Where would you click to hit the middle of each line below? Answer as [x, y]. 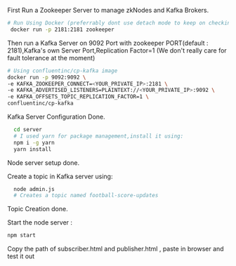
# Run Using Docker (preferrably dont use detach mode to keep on [106, 23]
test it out [21, 256]
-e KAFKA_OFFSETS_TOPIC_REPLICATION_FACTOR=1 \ [78, 97]
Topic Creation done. [38, 209]
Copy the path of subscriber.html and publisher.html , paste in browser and [116, 249]
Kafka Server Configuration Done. [56, 117]
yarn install [33, 149]
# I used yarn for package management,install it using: [99, 136]
